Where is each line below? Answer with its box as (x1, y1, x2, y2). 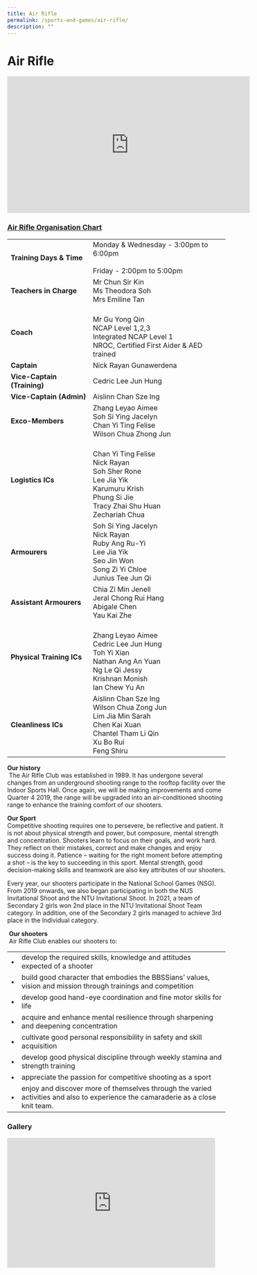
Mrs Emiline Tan (92, 294, 145, 304)
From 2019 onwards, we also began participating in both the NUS (7, 886, 193, 894)
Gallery (7, 1122, 33, 1131)
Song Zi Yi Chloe (92, 564, 147, 574)
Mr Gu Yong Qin (92, 314, 145, 324)
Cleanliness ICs (10, 719, 64, 729)
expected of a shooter (21, 961, 94, 971)
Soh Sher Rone (92, 466, 142, 476)
